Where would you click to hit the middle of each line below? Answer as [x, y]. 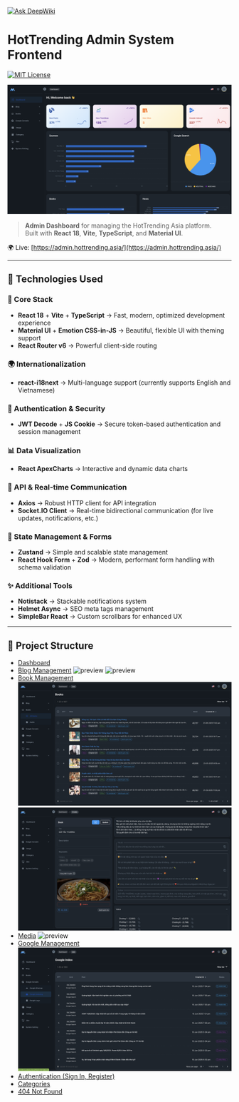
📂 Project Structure [51, 646]
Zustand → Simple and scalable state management [93, 552]
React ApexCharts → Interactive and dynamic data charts [103, 469]
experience [34, 323]
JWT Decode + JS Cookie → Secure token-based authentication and [119, 424]
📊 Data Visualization [44, 451]
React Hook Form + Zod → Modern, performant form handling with [116, 560]
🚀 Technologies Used [55, 279]
